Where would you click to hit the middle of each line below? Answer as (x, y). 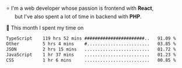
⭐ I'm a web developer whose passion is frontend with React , (80, 8)
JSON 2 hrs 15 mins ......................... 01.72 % (91, 49)
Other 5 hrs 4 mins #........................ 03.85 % (91, 44)
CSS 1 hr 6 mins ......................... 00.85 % (91, 60)
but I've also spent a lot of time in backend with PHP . (78, 17)
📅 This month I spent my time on (45, 28)
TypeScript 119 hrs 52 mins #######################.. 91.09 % (91, 38)
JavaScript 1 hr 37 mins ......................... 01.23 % (91, 55)
